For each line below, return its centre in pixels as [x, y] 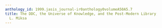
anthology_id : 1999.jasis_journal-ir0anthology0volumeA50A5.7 [69, 9]
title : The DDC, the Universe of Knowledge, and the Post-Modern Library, [82, 14]
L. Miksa [18, 18]
